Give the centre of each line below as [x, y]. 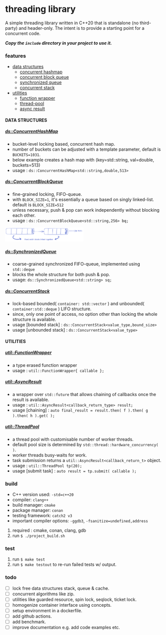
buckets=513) [26, 165]
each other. [24, 215]
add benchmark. [29, 622]
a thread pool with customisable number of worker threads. [73, 439]
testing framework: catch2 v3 [42, 516]
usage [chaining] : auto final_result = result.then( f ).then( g [80, 410]
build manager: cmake [34, 505]
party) [11, 28]
